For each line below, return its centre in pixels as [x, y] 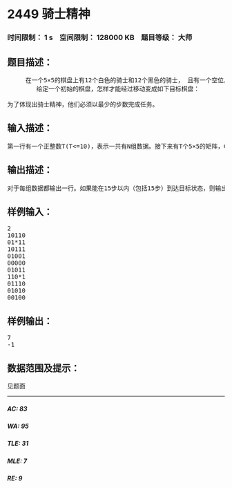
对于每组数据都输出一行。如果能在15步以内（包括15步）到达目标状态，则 [111, 188]
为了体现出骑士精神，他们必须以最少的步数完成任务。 [83, 104]
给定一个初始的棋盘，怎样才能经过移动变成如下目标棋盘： [118, 88]
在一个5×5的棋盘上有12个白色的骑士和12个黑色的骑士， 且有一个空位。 [127, 80]
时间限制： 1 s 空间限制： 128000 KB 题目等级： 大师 [100, 37]
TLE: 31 [18, 444]
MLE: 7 [17, 461]
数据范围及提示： [43, 368]
